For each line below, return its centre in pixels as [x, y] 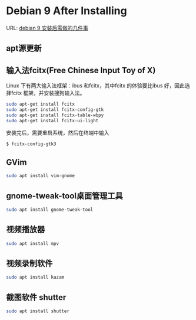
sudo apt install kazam [35, 277]
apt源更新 [24, 48]
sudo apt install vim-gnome [41, 176]
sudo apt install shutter [38, 311]
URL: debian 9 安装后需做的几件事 [47, 28]
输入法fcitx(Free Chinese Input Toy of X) [81, 70]
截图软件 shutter [36, 297]
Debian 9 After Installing [67, 11]
